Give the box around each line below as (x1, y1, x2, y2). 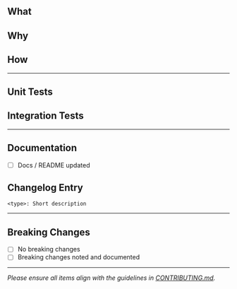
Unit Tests (7, 85, 53, 98)
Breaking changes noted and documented (17, 253, 140, 261)
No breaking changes (17, 245, 80, 254)
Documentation (7, 142, 78, 154)
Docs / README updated (17, 160, 90, 169)
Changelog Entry (7, 182, 83, 194)
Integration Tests (7, 110, 84, 122)
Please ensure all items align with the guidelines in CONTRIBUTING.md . (7, 273, 216, 282)
